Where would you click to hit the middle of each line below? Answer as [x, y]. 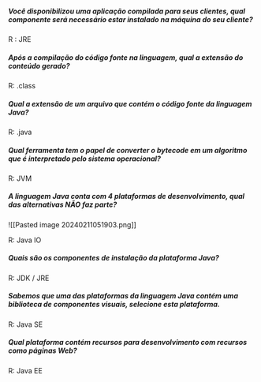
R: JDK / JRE [29, 278]
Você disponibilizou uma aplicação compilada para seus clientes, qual [127, 11]
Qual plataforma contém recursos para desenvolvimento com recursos [128, 343]
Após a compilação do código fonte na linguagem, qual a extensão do [126, 57]
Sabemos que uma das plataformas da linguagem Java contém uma [123, 296]
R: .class [22, 85]
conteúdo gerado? [39, 66]
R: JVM [20, 178]
